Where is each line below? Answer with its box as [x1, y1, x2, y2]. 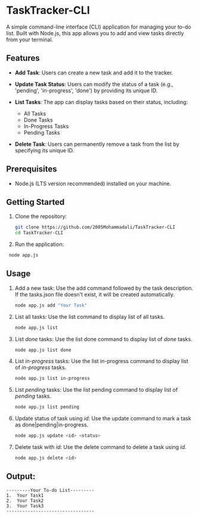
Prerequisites [6, 164, 57, 174]
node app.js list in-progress [14, 376, 91, 382]
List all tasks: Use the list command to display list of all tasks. [14, 313, 165, 320]
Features [6, 53, 40, 63]
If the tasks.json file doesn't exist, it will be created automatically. [14, 291, 175, 298]
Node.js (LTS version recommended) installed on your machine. [14, 180, 172, 187]
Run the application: [14, 241, 64, 248]
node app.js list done [14, 347, 71, 353]
